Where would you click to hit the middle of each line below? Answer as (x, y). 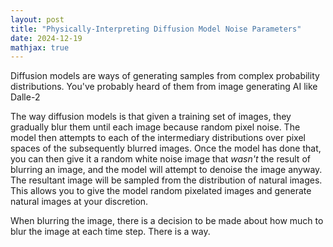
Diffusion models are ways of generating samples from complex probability (165, 76)
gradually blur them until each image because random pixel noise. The (155, 127)
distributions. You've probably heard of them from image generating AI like (164, 87)
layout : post (37, 19)
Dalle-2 (25, 97)
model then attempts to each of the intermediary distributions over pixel (158, 138)
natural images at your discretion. (79, 202)
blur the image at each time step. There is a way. (110, 232)
